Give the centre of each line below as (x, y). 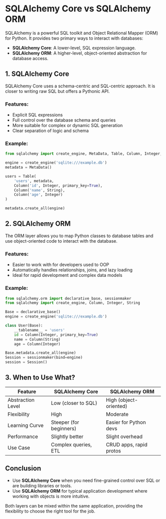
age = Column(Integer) (37, 344)
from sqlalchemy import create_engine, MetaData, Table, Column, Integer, (84, 154)
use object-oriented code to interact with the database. (61, 241)
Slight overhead (124, 436)
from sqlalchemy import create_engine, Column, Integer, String (73, 303)
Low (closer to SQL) (74, 403)
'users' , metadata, (34, 181)
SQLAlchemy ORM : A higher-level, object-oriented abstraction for (80, 53)
